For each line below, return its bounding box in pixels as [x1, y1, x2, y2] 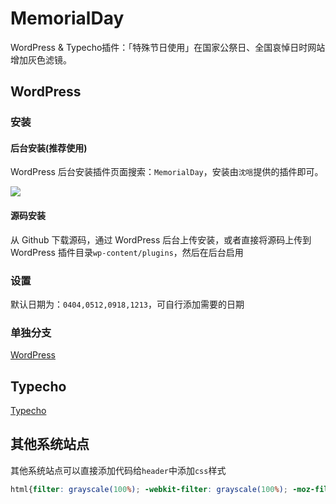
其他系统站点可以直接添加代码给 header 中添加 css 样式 [10, 464, 227, 476]
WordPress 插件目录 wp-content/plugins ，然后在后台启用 [10, 246, 244, 258]
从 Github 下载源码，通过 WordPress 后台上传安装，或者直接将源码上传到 [10, 233, 312, 246]
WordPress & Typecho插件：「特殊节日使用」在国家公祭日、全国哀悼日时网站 [10, 41, 326, 53]
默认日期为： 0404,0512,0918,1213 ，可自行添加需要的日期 [10, 298, 245, 310]
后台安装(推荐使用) [10, 142, 88, 154]
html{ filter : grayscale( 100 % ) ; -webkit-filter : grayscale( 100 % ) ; [10, 484, 289, 494]
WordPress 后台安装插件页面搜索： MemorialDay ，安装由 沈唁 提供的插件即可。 [10, 166, 324, 178]
